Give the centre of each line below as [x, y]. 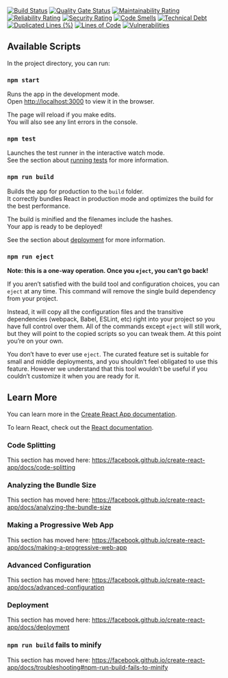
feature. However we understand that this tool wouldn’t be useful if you [107, 369]
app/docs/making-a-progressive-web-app [67, 547]
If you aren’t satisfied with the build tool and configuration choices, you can [114, 284]
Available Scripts [44, 47]
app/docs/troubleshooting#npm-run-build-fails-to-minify [88, 667]
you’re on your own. [35, 341]
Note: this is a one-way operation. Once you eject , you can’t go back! [108, 270]
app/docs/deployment [38, 627]
